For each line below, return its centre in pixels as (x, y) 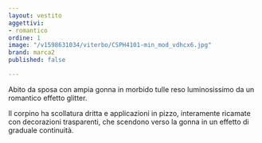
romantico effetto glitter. (48, 98)
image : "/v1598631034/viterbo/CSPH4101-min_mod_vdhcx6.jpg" (110, 45)
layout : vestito (35, 15)
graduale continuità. (41, 130)
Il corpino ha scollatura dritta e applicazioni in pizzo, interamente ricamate (129, 113)
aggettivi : (26, 23)
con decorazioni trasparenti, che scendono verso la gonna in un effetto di (129, 122)
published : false (37, 60)
